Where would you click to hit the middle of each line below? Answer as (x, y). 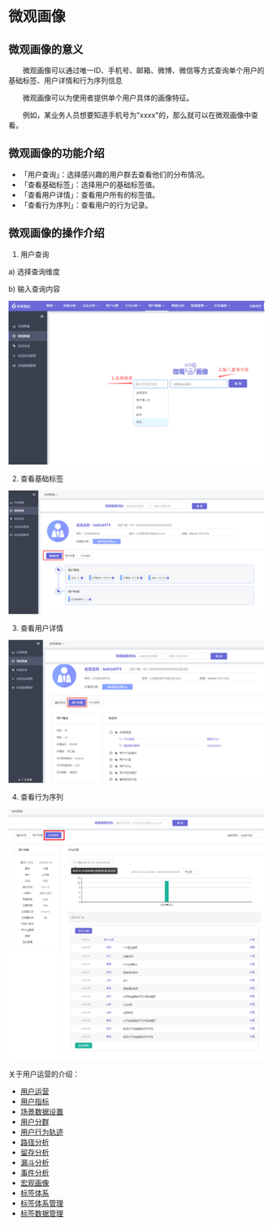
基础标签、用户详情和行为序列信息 (65, 81)
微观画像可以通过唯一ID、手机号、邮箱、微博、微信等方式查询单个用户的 (144, 70)
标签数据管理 (41, 1213)
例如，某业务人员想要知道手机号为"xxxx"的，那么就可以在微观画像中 (137, 115)
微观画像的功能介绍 (56, 153)
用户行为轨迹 (41, 1132)
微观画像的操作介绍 (56, 233)
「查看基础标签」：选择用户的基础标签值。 (90, 185)
